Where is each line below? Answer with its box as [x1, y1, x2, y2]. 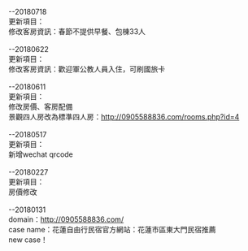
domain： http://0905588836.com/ [8, 214, 124, 224]
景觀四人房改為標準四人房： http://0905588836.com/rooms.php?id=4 [8, 112, 240, 121]
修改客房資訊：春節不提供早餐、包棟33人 [8, 27, 146, 36]
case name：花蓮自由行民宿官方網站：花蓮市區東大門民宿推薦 [8, 225, 217, 234]
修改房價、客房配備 [8, 102, 73, 111]
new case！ [8, 235, 49, 245]
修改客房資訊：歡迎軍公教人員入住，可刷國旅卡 [8, 64, 165, 74]
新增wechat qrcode [8, 149, 73, 159]
